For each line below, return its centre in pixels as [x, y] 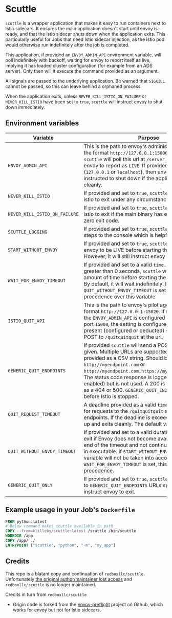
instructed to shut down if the [119, 178]
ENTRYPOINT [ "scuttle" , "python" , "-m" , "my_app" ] [60, 545]
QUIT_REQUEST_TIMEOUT [34, 414]
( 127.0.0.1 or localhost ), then [120, 172]
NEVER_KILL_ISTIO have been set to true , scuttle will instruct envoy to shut [84, 102]
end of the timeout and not [115, 445]
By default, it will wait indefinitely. [124, 283]
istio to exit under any [110, 199]
